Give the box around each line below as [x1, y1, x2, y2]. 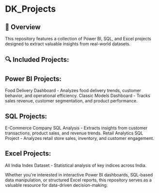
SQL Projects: [5, 112, 48, 120]
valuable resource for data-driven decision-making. [5, 182, 108, 188]
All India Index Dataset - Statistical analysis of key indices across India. [5, 162, 147, 168]
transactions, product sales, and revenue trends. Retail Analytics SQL [5, 130, 143, 136]
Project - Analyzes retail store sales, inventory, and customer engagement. [5, 135, 154, 141]
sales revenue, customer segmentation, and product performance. [5, 98, 138, 104]
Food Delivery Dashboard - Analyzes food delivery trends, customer [5, 88, 142, 94]
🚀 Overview [5, 23, 41, 31]
